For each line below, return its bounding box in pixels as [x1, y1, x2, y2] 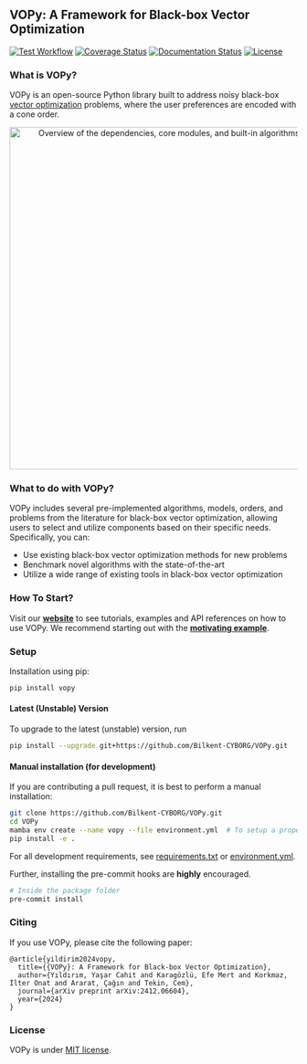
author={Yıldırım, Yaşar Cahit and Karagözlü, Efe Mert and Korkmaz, [17, 970, 288, 980]
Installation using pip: [9, 666, 90, 677]
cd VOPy [9, 817, 39, 827]
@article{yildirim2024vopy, [9, 954, 117, 964]
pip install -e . [9, 834, 76, 843]
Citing [9, 916, 37, 929]
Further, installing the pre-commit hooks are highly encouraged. [9, 868, 251, 880]
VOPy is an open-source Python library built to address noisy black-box [9, 90, 280, 100]
